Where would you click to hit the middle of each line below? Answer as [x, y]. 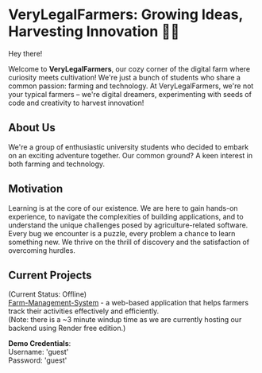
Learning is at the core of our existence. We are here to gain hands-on [123, 208]
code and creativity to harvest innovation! [76, 103]
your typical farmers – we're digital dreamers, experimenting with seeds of [130, 94]
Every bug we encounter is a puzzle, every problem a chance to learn [122, 233]
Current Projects [50, 275]
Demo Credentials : [40, 344]
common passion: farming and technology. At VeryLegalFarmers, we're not [131, 86]
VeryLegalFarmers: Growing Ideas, [126, 15]
